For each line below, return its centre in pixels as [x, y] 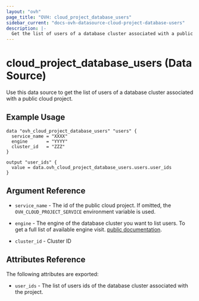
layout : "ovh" [24, 12]
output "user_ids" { [32, 162]
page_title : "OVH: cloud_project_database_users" [69, 17]
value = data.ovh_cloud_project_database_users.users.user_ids [91, 167]
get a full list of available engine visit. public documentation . [88, 229]
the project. [29, 291]
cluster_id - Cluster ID [43, 241]
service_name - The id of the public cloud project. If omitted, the [93, 205]
